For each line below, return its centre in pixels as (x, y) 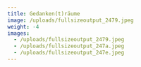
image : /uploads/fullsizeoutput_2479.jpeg (70, 20)
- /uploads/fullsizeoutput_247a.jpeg (69, 46)
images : (19, 33)
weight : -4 (23, 27)
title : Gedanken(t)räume (44, 14)
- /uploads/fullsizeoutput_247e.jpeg (69, 53)
